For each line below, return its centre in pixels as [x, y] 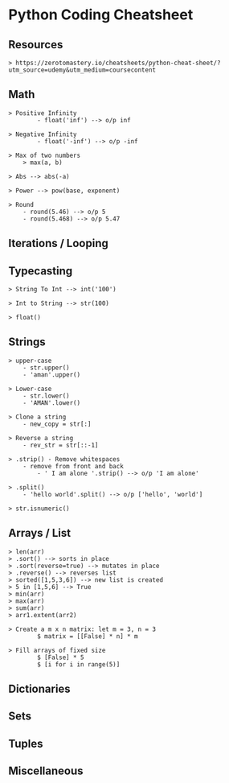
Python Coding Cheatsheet [101, 15]
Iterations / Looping [58, 243]
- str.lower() [46, 396]
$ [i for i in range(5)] [79, 664]
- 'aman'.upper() [52, 375]
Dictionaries [39, 689]
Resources [36, 45]
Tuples [26, 743]
